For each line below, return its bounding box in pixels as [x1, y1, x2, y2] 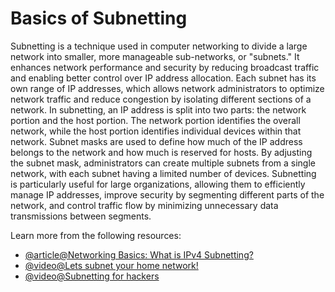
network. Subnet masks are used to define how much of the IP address [10, 135, 303, 147]
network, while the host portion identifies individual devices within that [10, 125, 302, 137]
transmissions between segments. [10, 210, 152, 222]
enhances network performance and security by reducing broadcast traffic [10, 61, 320, 73]
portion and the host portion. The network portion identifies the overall [10, 114, 301, 126]
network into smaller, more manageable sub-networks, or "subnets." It [10, 50, 300, 62]
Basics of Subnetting [10, 7, 188, 30]
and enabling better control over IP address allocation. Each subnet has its [10, 72, 317, 84]
